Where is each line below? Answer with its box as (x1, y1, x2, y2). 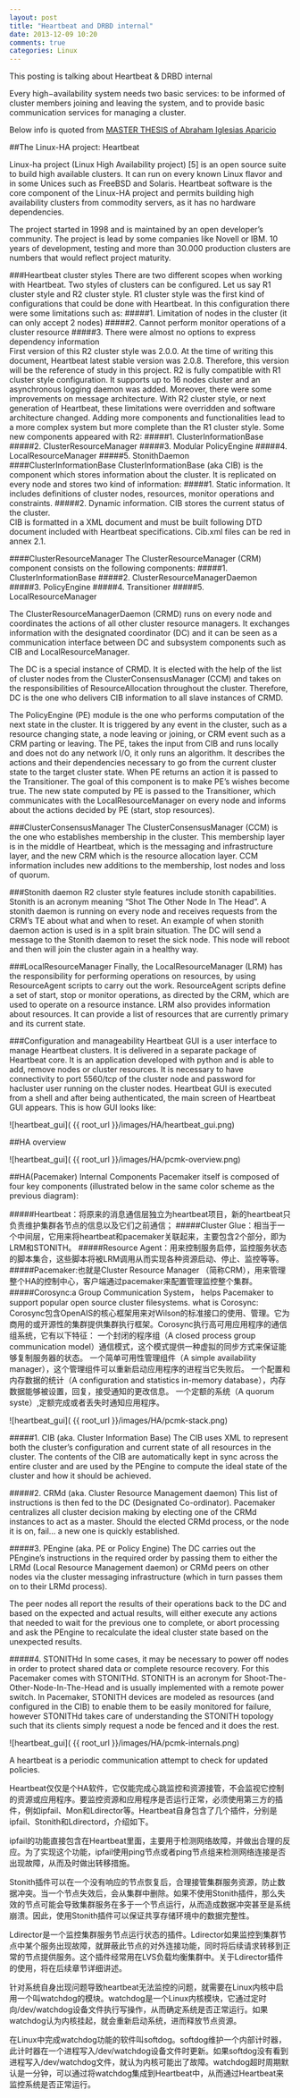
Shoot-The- (244, 1673, 287, 1684)
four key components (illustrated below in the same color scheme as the (9, 1181, 275, 1192)
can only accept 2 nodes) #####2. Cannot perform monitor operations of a (9, 317, 286, 328)
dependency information (9, 336, 100, 347)
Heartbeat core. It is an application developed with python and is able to (9, 1054, 274, 1065)
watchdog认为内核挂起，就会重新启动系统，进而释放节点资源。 (9, 2016, 242, 2026)
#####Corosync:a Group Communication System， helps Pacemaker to (9, 1287, 274, 1298)
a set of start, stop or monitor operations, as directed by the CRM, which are (9, 990, 290, 1001)
